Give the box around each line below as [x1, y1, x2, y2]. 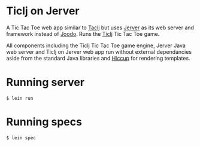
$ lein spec [6, 134, 36, 141]
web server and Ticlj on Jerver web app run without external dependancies [6, 48, 192, 55]
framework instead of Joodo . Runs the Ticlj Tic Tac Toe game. [6, 30, 160, 37]
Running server [6, 76, 85, 89]
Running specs [6, 115, 83, 129]
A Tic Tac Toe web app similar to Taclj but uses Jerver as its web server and [6, 24, 195, 31]
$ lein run [6, 95, 34, 101]
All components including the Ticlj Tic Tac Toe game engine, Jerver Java [6, 42, 186, 49]
